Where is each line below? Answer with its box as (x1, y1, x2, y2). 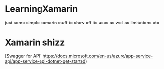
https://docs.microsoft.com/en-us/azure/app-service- (42, 53, 153, 59)
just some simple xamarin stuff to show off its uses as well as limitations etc (5, 20, 159, 25)
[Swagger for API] (5, 53, 42, 59)
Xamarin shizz (5, 37, 65, 48)
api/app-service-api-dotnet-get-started (5, 58, 86, 64)
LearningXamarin (5, 3, 78, 15)
